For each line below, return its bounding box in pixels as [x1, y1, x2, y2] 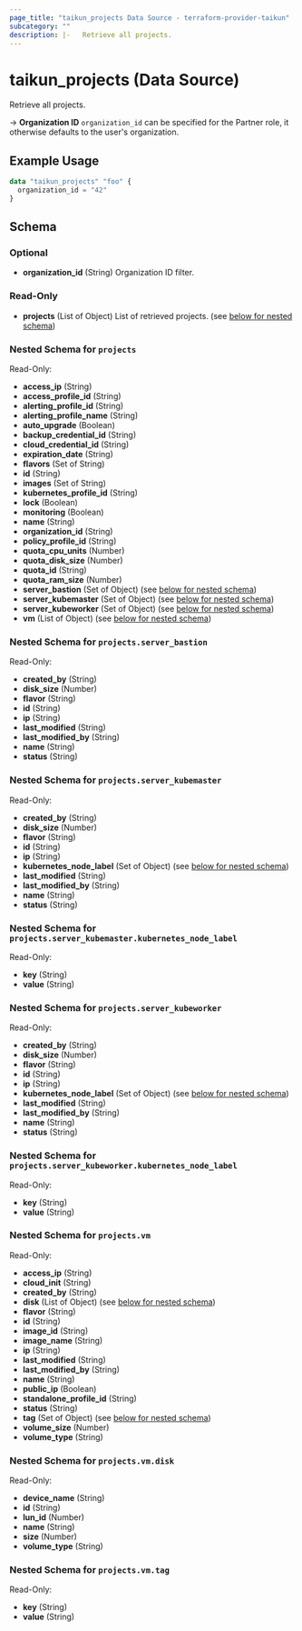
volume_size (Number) [22, 1422, 110, 1433]
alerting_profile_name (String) [22, 410, 139, 421]
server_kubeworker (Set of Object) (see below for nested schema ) [22, 604, 275, 615]
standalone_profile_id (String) [22, 1393, 138, 1404]
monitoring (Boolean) [22, 506, 104, 518]
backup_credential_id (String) [22, 429, 137, 441]
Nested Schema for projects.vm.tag [9, 1564, 170, 1576]
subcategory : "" [9, 22, 71, 31]
